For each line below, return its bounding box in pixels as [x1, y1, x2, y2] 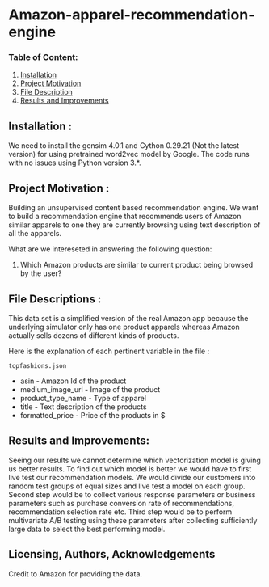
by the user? [19, 268, 62, 278]
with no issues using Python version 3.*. [8, 158, 141, 167]
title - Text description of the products [19, 402, 147, 412]
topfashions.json [8, 361, 67, 370]
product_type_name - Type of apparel [19, 393, 147, 403]
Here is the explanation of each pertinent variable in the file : [8, 346, 210, 356]
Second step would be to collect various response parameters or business [8, 489, 256, 499]
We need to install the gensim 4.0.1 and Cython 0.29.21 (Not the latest [8, 141, 240, 150]
